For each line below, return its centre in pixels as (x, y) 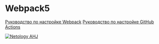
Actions (13, 27)
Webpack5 (28, 8)
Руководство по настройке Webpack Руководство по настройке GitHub (80, 22)
